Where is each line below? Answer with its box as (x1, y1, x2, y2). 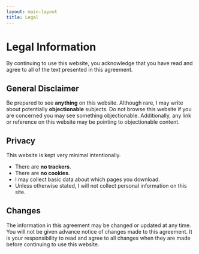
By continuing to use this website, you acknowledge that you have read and (6, 60, 193, 67)
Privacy (6, 136, 36, 146)
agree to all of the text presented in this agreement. (6, 66, 133, 74)
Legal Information (6, 40, 97, 54)
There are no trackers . (14, 163, 71, 170)
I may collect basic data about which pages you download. (14, 176, 160, 183)
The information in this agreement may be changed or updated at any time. (6, 222, 192, 229)
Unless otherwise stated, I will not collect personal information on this (14, 182, 187, 189)
